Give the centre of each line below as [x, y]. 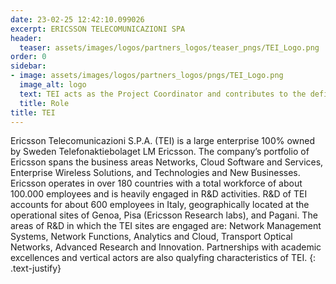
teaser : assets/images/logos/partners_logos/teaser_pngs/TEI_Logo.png [169, 47]
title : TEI [33, 112]
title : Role [44, 103]
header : [26, 38]
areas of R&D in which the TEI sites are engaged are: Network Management [166, 226]
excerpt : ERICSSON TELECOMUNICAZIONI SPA [98, 29]
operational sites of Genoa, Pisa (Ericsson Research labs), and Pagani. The [164, 215]
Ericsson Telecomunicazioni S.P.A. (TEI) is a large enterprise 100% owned [162, 141]
